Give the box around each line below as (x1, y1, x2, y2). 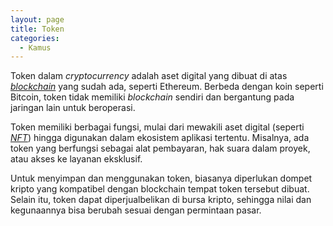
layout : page (10, 14, 65, 25)
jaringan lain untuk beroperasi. (10, 102, 136, 114)
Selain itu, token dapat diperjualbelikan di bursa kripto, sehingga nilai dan (10, 194, 312, 206)
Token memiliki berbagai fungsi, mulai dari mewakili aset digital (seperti (10, 121, 305, 133)
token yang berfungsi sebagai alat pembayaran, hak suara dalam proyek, (10, 142, 311, 155)
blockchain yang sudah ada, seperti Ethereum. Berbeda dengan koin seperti (10, 81, 324, 93)
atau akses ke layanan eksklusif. (10, 153, 143, 165)
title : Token (10, 24, 65, 34)
